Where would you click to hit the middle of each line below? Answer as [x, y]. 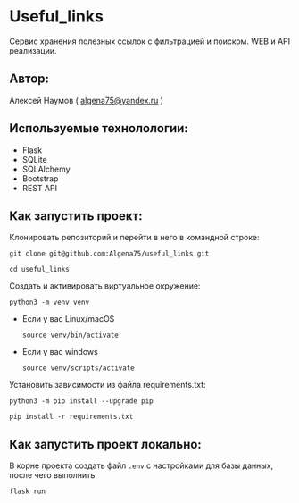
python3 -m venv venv [50, 302]
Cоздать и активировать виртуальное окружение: [105, 286]
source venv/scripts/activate [79, 368]
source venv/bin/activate [70, 335]
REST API [40, 188]
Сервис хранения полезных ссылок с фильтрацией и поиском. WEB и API [150, 41]
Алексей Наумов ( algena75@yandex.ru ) [86, 100]
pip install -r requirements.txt [71, 417]
